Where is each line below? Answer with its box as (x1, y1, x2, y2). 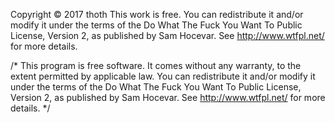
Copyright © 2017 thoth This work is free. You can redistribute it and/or (10, 9, 304, 20)
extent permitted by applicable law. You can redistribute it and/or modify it (10, 70, 316, 82)
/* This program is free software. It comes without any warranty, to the (10, 60, 302, 71)
